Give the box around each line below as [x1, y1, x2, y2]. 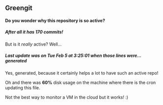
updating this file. [5, 84, 40, 90]
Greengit [5, 4, 33, 12]
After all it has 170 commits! [5, 29, 63, 35]
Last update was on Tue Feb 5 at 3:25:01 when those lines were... [5, 52, 141, 58]
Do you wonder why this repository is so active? [5, 17, 106, 24]
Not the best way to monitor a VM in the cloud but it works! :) [5, 94, 129, 100]
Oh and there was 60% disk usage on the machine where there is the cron [5, 79, 156, 85]
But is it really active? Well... [5, 41, 62, 47]
